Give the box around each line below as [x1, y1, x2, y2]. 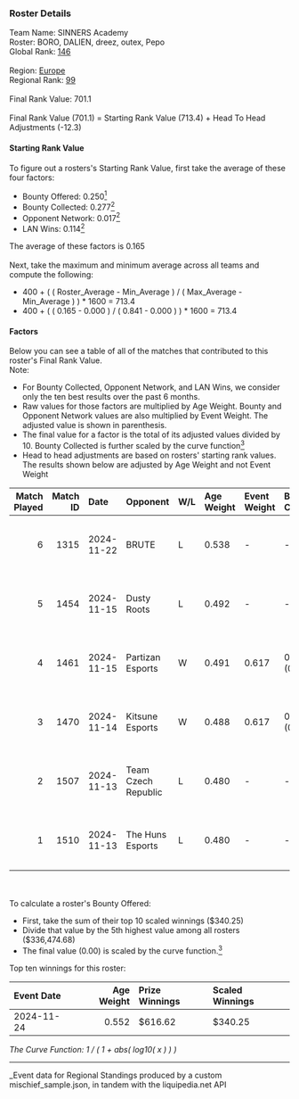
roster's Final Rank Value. [9, 355, 102, 366]
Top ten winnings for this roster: [9, 963, 126, 973]
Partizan [125, 650, 161, 663]
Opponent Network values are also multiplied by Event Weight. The [21, 410, 269, 421]
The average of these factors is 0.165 [9, 241, 145, 252]
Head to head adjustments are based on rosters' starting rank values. [21, 450, 277, 460]
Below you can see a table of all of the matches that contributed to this [9, 346, 269, 357]
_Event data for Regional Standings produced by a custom [9, 1070, 222, 1080]
